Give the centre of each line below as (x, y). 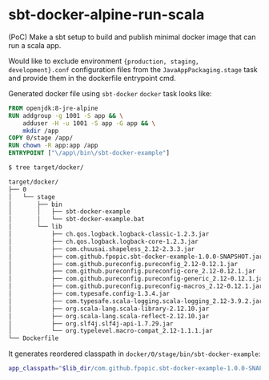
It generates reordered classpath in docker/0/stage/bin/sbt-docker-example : (134, 354)
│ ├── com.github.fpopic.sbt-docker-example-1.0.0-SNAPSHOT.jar (136, 257)
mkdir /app (41, 131)
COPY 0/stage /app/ (41, 138)
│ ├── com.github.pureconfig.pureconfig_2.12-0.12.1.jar (123, 264)
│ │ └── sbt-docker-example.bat (77, 219)
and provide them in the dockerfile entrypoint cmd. (92, 78)
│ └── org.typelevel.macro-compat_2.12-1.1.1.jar (111, 331)
